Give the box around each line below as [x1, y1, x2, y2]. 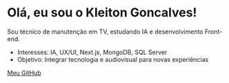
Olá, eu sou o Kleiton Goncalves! [7, 5, 197, 21]
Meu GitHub [7, 69, 41, 77]
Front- [204, 27, 223, 36]
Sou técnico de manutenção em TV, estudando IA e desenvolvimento [7, 27, 203, 36]
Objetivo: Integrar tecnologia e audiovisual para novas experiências [17, 55, 209, 63]
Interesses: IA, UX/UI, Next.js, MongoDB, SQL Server [17, 48, 168, 56]
